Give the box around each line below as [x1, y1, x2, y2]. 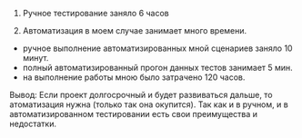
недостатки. [9, 118, 57, 129]
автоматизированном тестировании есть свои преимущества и [9, 109, 257, 119]
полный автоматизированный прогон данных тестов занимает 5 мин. [22, 63, 293, 73]
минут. [22, 53, 49, 63]
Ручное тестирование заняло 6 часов [22, 8, 170, 18]
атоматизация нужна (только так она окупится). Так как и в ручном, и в [9, 99, 288, 110]
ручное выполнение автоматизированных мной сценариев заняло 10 [22, 43, 293, 54]
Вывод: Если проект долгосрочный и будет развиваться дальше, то [9, 90, 273, 100]
